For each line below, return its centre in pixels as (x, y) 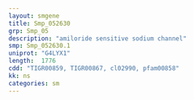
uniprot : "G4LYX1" (39, 53)
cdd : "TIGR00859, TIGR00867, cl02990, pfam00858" (94, 69)
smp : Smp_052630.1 (39, 46)
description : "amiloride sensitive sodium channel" (97, 38)
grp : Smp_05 (28, 31)
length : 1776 (32, 61)
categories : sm (34, 83)
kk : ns (19, 76)
